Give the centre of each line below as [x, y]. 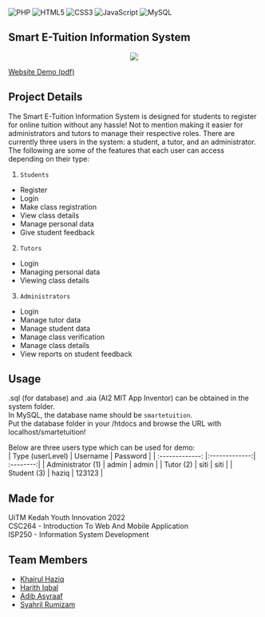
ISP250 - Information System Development [79, 535]
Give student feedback [57, 232]
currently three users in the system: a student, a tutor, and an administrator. [132, 142]
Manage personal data [57, 223]
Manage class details [55, 345]
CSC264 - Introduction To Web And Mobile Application [99, 526]
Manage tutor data [50, 319]
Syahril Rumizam [47, 605]
